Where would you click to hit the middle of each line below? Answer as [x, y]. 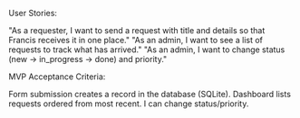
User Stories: [33, 13]
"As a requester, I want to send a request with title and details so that [137, 30]
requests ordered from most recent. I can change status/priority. [129, 104]
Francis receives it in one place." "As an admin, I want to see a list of [136, 40]
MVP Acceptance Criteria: [57, 77]
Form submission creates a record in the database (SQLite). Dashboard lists [150, 94]
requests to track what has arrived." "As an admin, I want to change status [147, 50]
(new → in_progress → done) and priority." [88, 59]
